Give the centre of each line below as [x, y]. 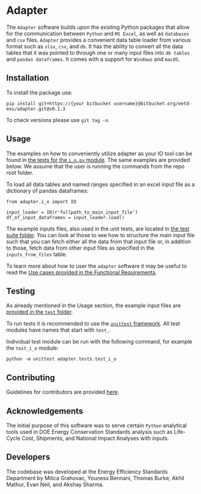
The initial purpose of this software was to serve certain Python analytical [97, 425]
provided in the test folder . [40, 312]
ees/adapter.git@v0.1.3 [36, 109]
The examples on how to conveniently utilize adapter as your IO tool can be [99, 153]
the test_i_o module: [32, 348]
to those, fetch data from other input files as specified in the [80, 248]
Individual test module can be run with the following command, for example [99, 342]
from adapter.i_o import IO [41, 202]
